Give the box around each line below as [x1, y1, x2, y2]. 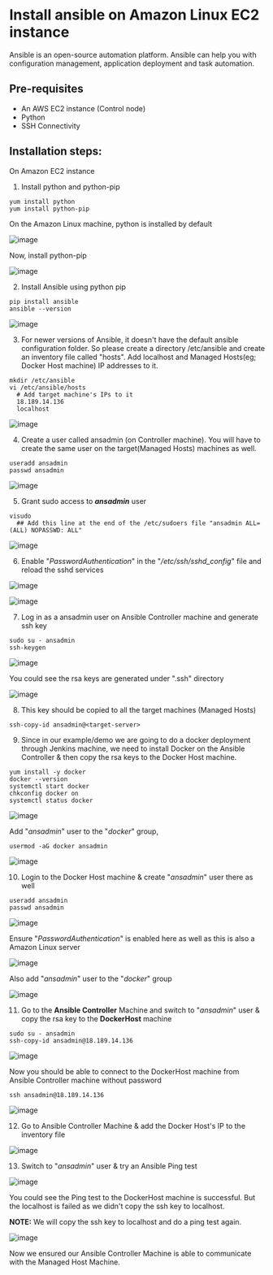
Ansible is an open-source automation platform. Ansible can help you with [9, 50, 257, 59]
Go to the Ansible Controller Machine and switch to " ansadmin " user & [20, 1005, 260, 1015]
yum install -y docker [9, 768, 86, 776]
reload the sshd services [20, 565, 104, 575]
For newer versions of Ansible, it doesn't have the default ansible [20, 335, 239, 345]
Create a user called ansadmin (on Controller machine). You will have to [20, 435, 261, 445]
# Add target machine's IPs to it [16, 390, 133, 399]
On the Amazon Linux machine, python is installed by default [9, 219, 213, 228]
